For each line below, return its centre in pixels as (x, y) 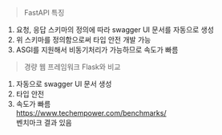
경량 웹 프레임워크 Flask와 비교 (72, 67)
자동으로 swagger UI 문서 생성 (64, 84)
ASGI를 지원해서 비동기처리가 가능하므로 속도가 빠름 (97, 50)
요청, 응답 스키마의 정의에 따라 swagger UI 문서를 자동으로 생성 (115, 30)
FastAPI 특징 (44, 12)
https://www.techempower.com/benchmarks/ (91, 113)
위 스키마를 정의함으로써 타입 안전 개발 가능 (83, 40)
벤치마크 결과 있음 (44, 123)
